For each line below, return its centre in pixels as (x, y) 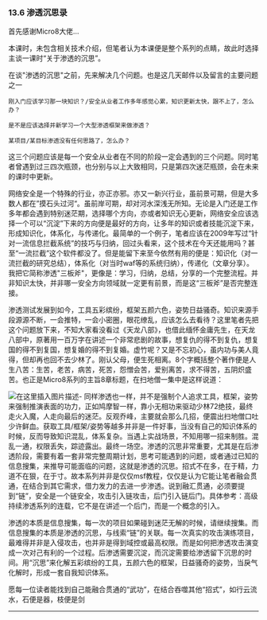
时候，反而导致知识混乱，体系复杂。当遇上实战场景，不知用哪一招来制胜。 (130, 436)
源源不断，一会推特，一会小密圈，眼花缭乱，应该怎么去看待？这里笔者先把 (137, 320)
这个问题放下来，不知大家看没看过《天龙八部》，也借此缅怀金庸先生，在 (125, 330)
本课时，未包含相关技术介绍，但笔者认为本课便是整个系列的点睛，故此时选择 (133, 49)
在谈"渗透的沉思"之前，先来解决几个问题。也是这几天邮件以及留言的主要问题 (133, 75)
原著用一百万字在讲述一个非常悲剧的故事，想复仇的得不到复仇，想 (143, 340)
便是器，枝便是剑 (57, 599)
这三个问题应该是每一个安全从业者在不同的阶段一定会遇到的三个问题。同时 (130, 157)
